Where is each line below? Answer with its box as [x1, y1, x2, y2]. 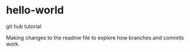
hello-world [6, 4, 65, 17]
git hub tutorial [6, 23, 42, 30]
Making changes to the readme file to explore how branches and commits [6, 34, 184, 41]
